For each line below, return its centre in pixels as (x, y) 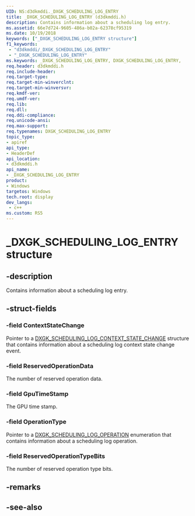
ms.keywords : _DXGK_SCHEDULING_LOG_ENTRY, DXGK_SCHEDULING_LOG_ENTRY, (94, 60)
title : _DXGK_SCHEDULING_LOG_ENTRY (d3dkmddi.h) (66, 17)
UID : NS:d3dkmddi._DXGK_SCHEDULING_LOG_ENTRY (62, 11)
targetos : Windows (28, 191)
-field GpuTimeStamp (37, 393)
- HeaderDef (20, 153)
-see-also (24, 507)
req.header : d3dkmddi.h (35, 66)
